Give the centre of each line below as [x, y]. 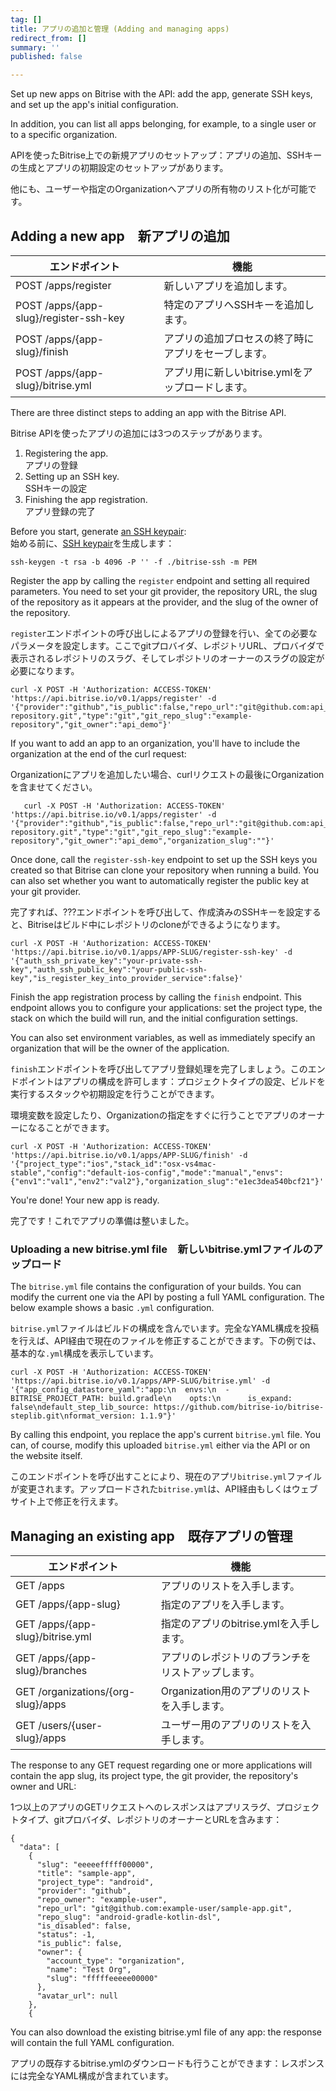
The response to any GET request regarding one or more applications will [161, 1765]
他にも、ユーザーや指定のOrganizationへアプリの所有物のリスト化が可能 [159, 189]
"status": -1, [66, 1935]
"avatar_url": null [77, 1996]
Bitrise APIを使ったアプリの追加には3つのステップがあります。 [139, 433]
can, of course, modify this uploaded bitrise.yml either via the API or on [160, 1445]
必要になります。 [45, 670]
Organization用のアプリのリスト [236, 1691]
